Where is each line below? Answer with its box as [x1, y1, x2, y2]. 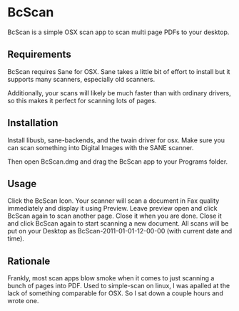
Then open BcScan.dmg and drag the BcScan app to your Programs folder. [7, 157, 228, 166]
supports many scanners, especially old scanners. [7, 75, 156, 83]
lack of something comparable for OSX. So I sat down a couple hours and [7, 289, 223, 297]
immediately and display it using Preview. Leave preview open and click [7, 204, 218, 213]
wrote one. [7, 297, 39, 305]
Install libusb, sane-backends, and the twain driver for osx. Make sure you [7, 136, 225, 144]
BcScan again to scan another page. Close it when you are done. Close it [7, 211, 223, 221]
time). [7, 234, 25, 243]
